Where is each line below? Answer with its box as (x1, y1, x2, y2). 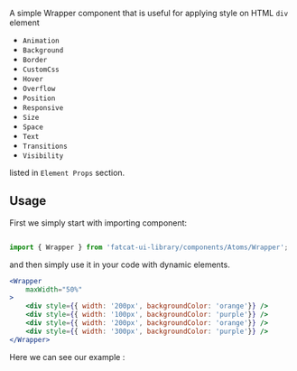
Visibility (22, 152, 64, 161)
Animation (22, 36, 60, 45)
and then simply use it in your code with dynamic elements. (9, 259, 230, 270)
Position (22, 94, 56, 103)
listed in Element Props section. (9, 167, 125, 178)
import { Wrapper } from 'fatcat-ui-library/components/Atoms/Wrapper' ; (9, 243, 289, 252)
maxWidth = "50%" (25, 284, 83, 294)
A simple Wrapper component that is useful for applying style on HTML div (9, 8, 289, 18)
